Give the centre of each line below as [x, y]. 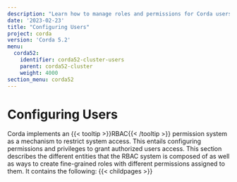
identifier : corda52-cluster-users [72, 60]
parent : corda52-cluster [56, 66]
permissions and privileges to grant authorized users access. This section [115, 149]
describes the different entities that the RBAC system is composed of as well [119, 157]
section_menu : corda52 [41, 79]
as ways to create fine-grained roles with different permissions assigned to [116, 164]
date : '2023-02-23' [36, 20]
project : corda [30, 34]
